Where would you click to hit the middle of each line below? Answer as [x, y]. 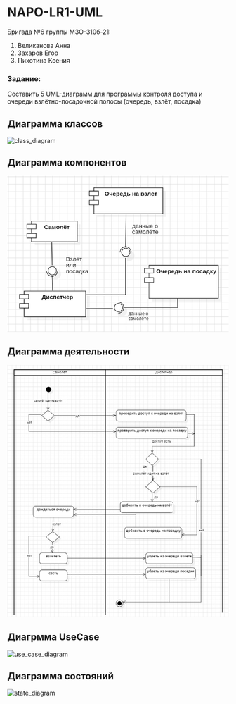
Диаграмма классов [55, 124]
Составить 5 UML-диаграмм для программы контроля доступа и [105, 94]
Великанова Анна [44, 45]
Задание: [24, 78]
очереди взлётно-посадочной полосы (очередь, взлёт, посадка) [104, 101]
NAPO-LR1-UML [55, 12]
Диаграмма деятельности [68, 352]
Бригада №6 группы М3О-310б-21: [59, 32]
